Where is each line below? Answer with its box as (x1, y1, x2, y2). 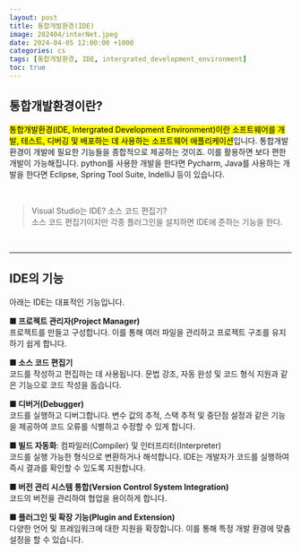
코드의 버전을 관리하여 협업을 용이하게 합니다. (9, 492, 168, 503)
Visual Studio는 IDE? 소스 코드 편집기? (30, 205, 168, 216)
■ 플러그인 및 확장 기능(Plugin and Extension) (9, 512, 176, 523)
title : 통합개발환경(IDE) (9, 22, 95, 30)
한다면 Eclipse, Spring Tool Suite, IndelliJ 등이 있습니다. (25, 168, 226, 179)
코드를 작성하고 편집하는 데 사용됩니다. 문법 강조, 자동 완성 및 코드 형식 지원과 (9, 368, 279, 379)
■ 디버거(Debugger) (9, 398, 85, 409)
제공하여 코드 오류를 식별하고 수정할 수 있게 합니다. (18, 420, 195, 431)
